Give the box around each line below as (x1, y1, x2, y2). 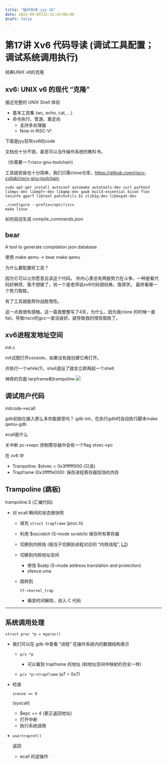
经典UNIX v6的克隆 (5, 69, 44, 75)
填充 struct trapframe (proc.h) (19, 520, 83, 527)
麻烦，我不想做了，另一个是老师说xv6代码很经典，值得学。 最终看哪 (13, 281, 154, 287)
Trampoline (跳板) (5, 485, 61, 493)
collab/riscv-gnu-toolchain (5, 175, 60, 181)
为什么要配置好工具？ (5, 264, 49, 271)
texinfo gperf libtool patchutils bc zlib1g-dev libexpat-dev (5, 194, 137, 199)
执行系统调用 (19, 723, 46, 729)
